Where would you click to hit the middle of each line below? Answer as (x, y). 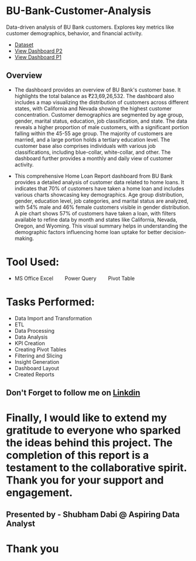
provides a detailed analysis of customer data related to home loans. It (99, 182)
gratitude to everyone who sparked (94, 430)
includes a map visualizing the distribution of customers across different (102, 102)
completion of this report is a (78, 455)
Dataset (24, 45)
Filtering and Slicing (38, 356)
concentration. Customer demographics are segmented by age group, (99, 114)
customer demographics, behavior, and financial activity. (74, 33)
